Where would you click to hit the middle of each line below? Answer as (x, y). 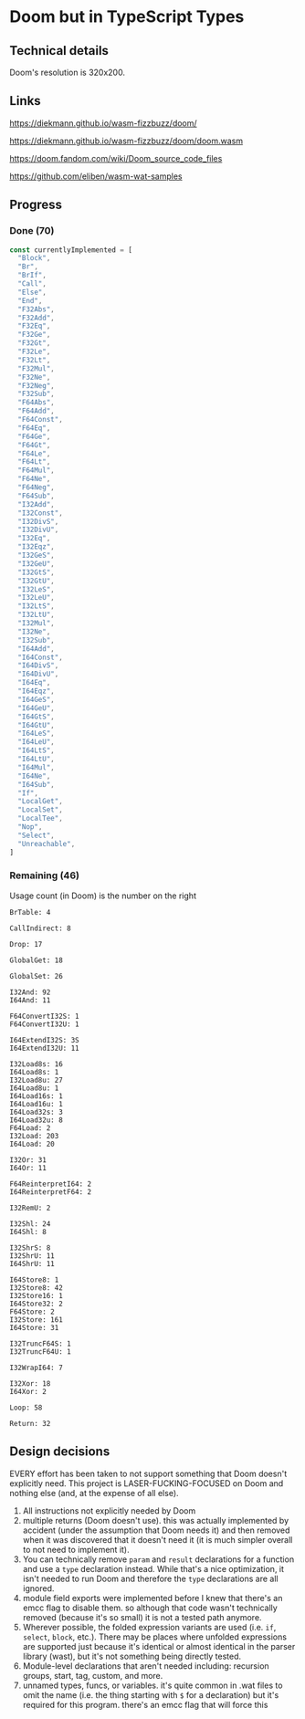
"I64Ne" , (34, 776)
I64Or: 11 (28, 1168)
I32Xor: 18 (30, 1384)
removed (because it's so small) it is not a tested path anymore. (142, 1617)
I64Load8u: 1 (34, 1088)
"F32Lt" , (34, 360)
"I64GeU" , (36, 708)
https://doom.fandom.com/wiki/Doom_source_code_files (116, 158)
